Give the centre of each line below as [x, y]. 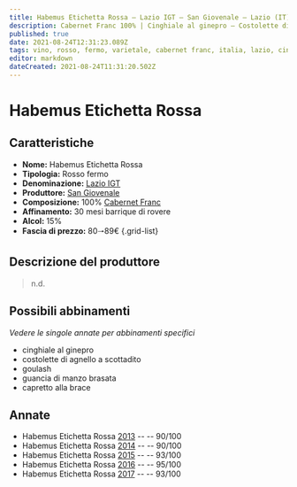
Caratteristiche [52, 143]
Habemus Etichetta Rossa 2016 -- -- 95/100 [102, 465]
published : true [39, 34]
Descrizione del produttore [85, 262]
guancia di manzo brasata [69, 378]
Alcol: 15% [42, 220]
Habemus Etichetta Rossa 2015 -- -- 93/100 [101, 455]
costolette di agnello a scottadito [81, 359]
